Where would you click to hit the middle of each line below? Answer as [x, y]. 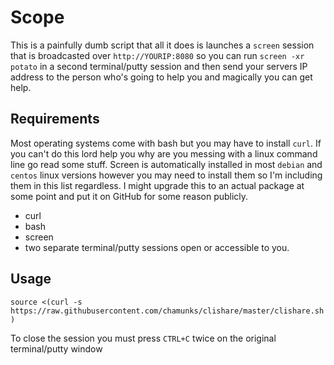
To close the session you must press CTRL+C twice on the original [143, 338]
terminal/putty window [56, 348]
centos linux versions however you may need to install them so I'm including [166, 175]
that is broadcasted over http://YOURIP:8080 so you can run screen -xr [157, 55]
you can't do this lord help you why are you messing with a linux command [164, 153]
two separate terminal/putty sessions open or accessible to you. [157, 247]
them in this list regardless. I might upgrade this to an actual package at [157, 185]
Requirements [55, 119]
